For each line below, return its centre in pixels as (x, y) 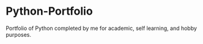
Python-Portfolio (49, 11)
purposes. (19, 34)
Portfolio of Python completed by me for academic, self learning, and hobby (101, 28)
